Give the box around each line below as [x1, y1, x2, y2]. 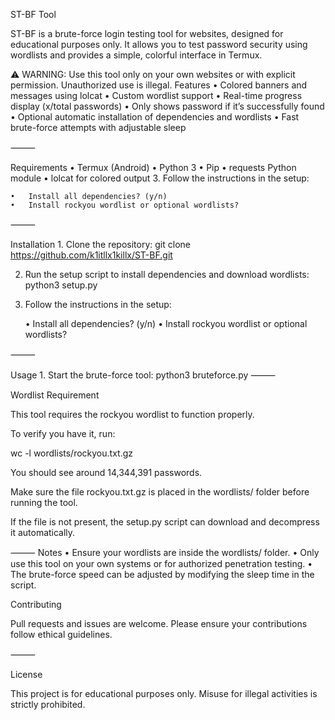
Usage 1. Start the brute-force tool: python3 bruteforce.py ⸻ [10, 369, 277, 381]
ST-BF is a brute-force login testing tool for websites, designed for [10, 28, 284, 39]
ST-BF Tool [10, 9, 57, 20]
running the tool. [10, 497, 78, 508]
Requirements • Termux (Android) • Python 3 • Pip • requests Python [10, 162, 297, 173]
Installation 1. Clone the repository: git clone [10, 239, 191, 250]
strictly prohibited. [10, 699, 86, 710]
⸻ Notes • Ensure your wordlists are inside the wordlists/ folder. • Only [10, 547, 320, 558]
